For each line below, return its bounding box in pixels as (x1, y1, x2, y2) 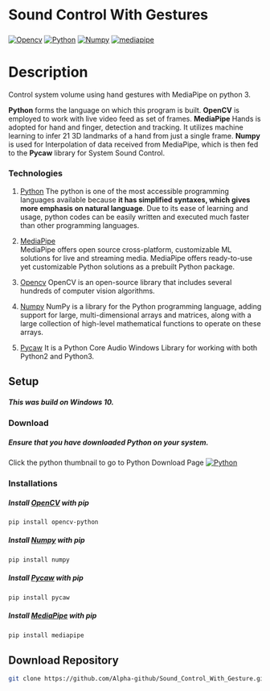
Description (8, 63, 88, 81)
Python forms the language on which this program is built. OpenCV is (8, 105, 239, 114)
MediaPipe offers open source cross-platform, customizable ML (19, 244, 232, 254)
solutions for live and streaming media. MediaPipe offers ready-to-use (19, 253, 253, 263)
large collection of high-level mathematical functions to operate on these (19, 318, 261, 328)
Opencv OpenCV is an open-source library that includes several (19, 277, 232, 287)
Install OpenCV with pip (8, 498, 90, 507)
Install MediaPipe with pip (8, 610, 97, 621)
